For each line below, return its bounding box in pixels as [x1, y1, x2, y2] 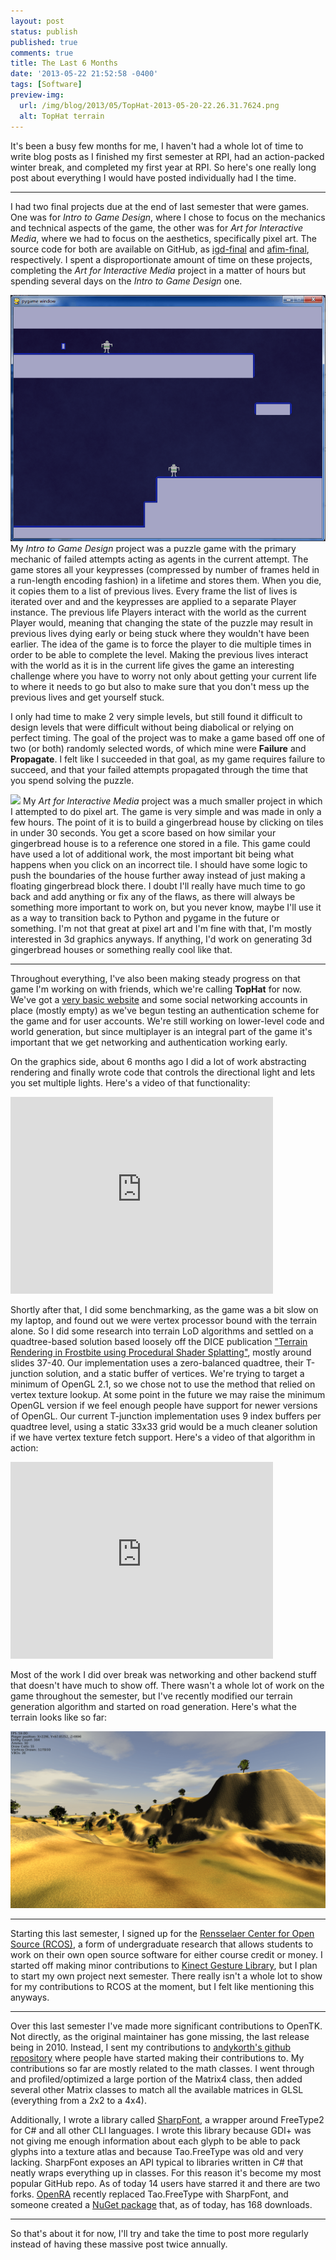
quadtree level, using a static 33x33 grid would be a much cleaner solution [10, 1420, 318, 1432]
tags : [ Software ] [10, 80, 83, 90]
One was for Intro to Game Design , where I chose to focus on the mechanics [10, 211, 326, 223]
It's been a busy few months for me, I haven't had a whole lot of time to [10, 140, 304, 152]
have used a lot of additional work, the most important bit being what [10, 848, 295, 860]
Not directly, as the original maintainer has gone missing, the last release [10, 2031, 310, 2043]
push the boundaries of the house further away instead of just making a [10, 869, 306, 881]
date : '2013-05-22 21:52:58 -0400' [10, 69, 159, 79]
